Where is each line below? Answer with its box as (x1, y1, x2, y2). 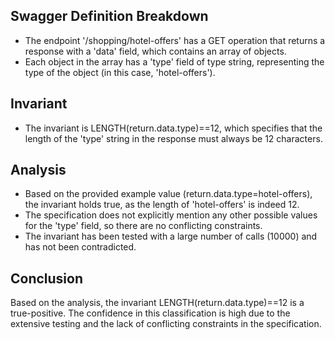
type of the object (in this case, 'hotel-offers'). (24, 66, 216, 78)
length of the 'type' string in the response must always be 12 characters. (24, 132, 323, 144)
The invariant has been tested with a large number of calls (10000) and (24, 230, 318, 243)
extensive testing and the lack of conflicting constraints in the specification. (10, 318, 322, 330)
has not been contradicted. (24, 241, 137, 253)
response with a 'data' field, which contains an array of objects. (24, 45, 287, 57)
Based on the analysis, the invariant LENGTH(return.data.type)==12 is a (10, 297, 305, 309)
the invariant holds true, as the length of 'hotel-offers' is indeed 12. (24, 199, 300, 211)
